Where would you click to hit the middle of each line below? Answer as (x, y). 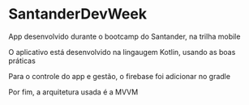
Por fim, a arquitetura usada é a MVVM (73, 92)
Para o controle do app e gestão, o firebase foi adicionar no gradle (120, 76)
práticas (22, 61)
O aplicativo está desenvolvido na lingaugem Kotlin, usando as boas (122, 52)
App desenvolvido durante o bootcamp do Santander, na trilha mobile (124, 36)
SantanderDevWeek (78, 14)
